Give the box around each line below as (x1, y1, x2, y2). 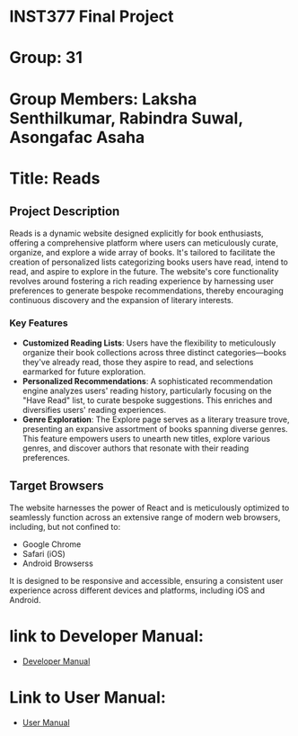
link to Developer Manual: (9, 625, 205, 646)
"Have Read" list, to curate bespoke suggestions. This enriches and (22, 394, 273, 406)
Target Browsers (9, 479, 105, 494)
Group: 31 (9, 48, 83, 68)
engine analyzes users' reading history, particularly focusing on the (22, 385, 272, 396)
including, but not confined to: (9, 521, 121, 532)
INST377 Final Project (9, 6, 174, 27)
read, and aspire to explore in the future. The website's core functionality (9, 265, 279, 276)
